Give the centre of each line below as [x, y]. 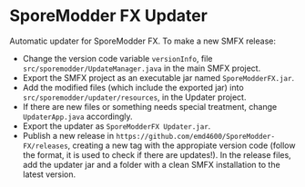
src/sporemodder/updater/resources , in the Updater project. [134, 97]
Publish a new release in [68, 135]
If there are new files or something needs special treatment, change [150, 106]
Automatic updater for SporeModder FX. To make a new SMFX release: [142, 41]
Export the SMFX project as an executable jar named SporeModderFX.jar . [158, 77]
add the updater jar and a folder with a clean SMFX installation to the [151, 164]
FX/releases [45, 146]
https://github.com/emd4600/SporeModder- [196, 136]
